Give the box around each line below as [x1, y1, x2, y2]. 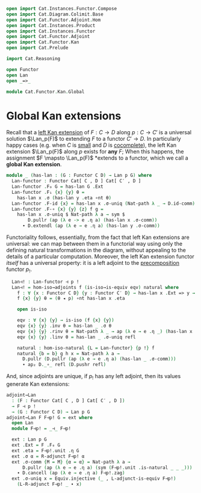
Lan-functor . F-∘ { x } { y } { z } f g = [11, 206, 104, 212]
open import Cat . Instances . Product [6, 22, 96, 28]
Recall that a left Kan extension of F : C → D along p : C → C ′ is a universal [6, 129, 191, 136]
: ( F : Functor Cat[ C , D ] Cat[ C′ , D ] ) [11, 397, 125, 403]
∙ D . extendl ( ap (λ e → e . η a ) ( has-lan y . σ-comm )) [22, 223, 161, 229]
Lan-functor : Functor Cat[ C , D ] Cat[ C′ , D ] [11, 178, 141, 184]
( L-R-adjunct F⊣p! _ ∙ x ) [17, 482, 82, 488]
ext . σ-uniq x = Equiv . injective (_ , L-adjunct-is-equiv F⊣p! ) [11, 476, 176, 482]
